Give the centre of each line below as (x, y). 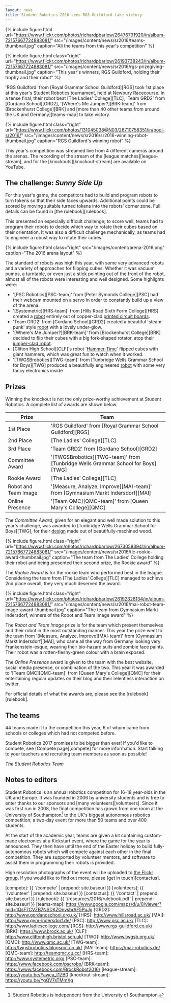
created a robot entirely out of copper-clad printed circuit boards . (81, 316)
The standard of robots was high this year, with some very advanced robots (85, 263)
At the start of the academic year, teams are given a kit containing (74, 835)
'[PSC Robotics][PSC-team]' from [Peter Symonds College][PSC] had (85, 295)
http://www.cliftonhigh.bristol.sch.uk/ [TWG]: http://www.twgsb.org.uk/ (80, 937)
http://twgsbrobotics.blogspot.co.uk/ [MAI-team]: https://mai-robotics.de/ (83, 948)
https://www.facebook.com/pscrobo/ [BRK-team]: (58, 964)
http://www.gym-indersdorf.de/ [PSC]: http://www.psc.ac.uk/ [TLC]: (77, 921)
